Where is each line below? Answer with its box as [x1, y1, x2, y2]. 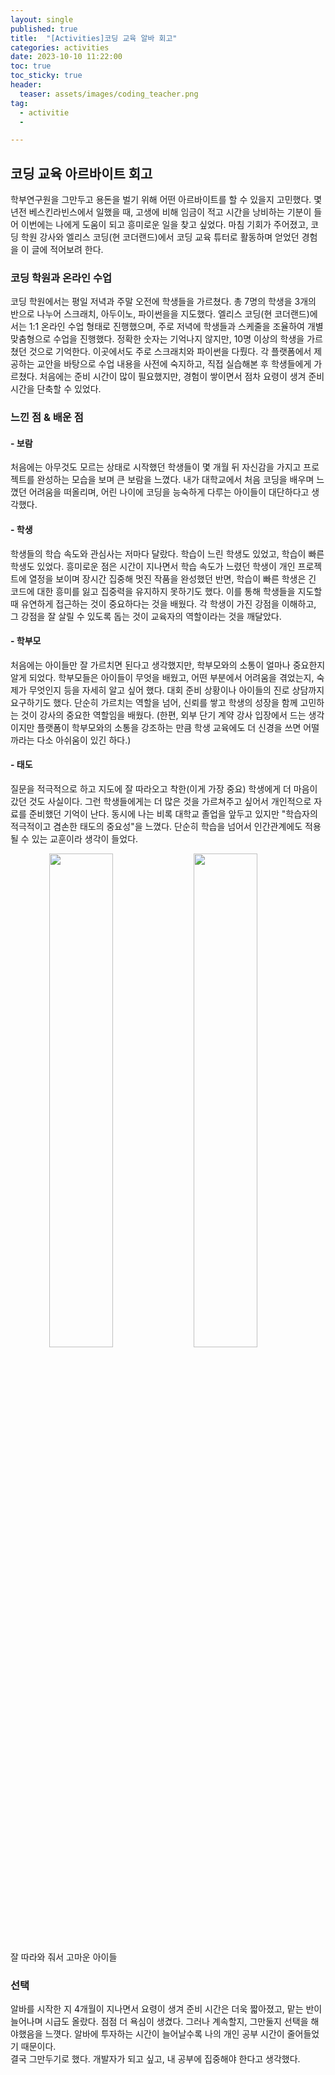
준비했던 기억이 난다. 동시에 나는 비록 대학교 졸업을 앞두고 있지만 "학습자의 [28, 808, 318, 820]
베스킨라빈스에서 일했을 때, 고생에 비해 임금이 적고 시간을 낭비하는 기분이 [28, 206, 312, 218]
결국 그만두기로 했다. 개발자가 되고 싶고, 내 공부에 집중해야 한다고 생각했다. [10, 2053, 301, 2065]
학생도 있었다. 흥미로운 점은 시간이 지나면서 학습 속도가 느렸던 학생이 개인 [10, 560, 296, 572]
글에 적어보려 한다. [31, 244, 104, 256]
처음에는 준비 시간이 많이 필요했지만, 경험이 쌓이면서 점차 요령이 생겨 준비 [39, 371, 325, 383]
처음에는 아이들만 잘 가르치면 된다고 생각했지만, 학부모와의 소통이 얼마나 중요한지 [10, 659, 326, 671]
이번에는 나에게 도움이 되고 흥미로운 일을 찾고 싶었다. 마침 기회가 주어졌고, [20, 219, 309, 231]
